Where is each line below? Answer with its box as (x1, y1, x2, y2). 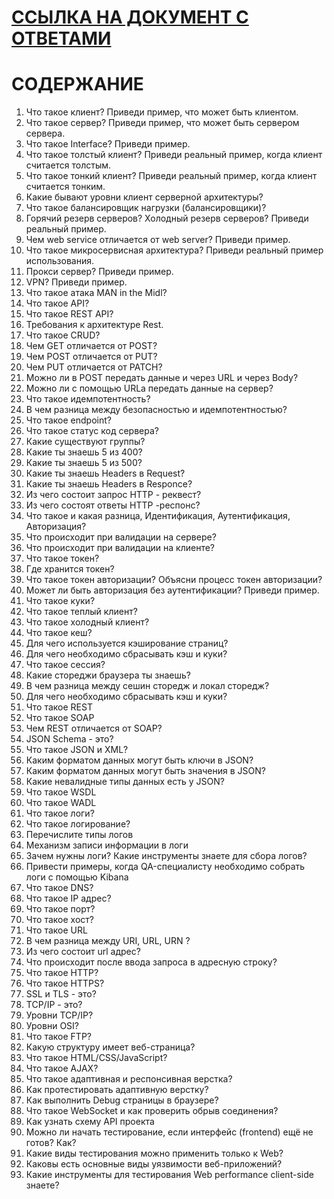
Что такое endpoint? (25, 414, 112, 426)
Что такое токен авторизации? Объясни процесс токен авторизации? (25, 574, 323, 586)
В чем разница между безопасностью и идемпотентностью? (25, 404, 288, 416)
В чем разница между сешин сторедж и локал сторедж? (25, 680, 270, 692)
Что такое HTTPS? (25, 977, 105, 990)
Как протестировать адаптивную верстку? (25, 1084, 209, 1096)
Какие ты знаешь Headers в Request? (25, 467, 186, 480)
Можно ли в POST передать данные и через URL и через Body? (25, 372, 299, 384)
